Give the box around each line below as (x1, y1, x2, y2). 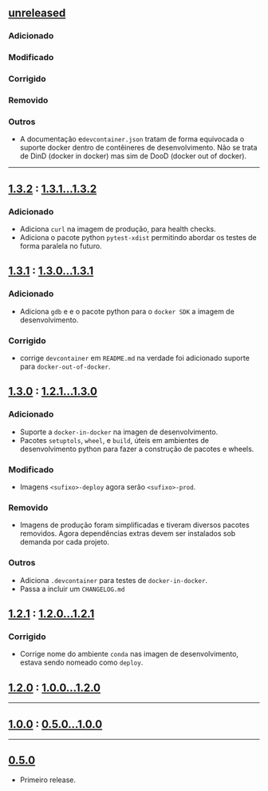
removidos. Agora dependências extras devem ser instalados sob (19, 529, 236, 538)
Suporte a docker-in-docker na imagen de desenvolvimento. (19, 427, 219, 437)
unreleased (8, 6, 66, 20)
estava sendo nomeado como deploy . (19, 657, 144, 667)
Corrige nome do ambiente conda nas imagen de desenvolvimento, (19, 649, 239, 659)
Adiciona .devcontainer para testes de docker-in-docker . (19, 575, 208, 585)
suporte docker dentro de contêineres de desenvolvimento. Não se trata (19, 143, 258, 153)
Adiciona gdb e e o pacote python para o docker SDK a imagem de (19, 306, 235, 316)
